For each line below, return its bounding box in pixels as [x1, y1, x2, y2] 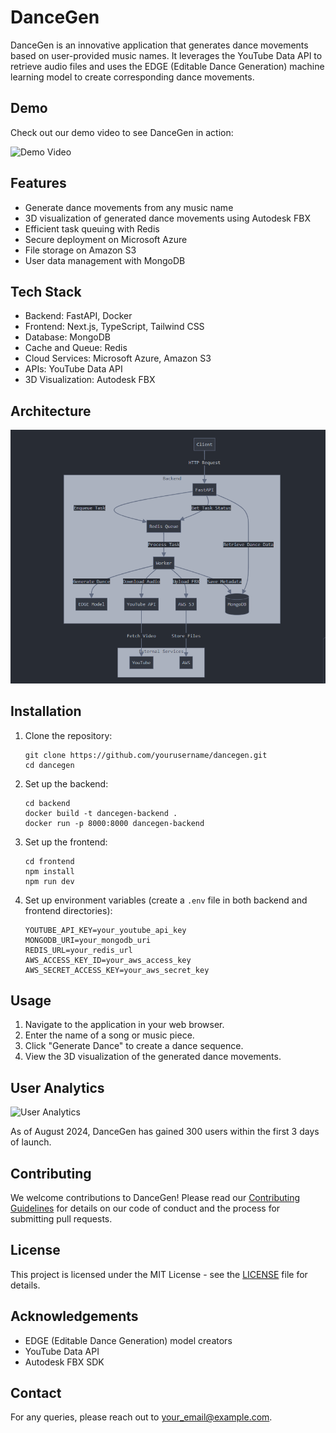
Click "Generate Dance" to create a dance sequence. [24, 1040, 244, 1052]
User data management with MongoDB [24, 254, 186, 266]
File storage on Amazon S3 [24, 244, 137, 256]
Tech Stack [10, 283, 82, 300]
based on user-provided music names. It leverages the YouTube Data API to [10, 49, 323, 61]
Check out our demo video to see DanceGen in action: [10, 126, 234, 138]
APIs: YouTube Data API [24, 363, 123, 375]
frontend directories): [24, 904, 113, 916]
